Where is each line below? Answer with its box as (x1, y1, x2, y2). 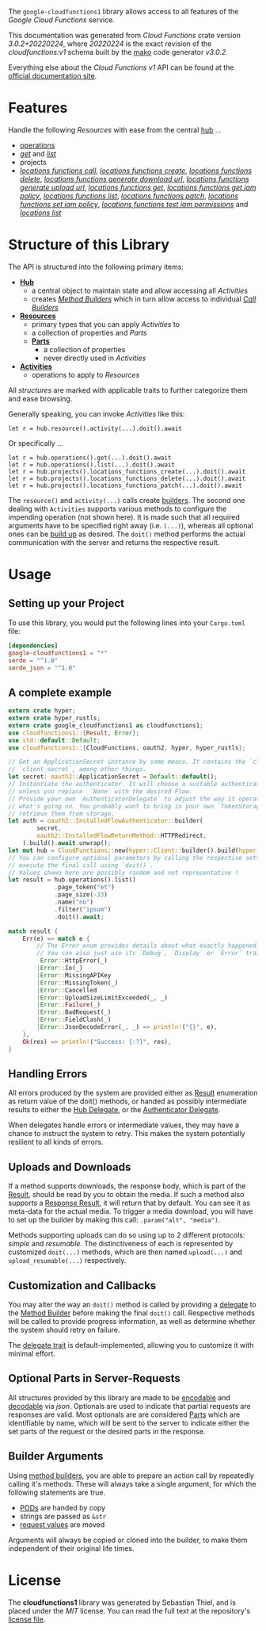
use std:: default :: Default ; (8, 736, 101, 744)
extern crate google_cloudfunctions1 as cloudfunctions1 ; (8, 721, 203, 729)
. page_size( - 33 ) (54, 891, 108, 899)
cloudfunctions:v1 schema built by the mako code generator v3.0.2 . (8, 48, 228, 56)
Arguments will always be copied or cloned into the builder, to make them (8, 1535, 248, 1545)
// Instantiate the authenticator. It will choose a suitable (8, 781, 218, 789)
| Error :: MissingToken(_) (36, 979, 119, 987)
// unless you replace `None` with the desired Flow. (8, 787, 193, 796)
